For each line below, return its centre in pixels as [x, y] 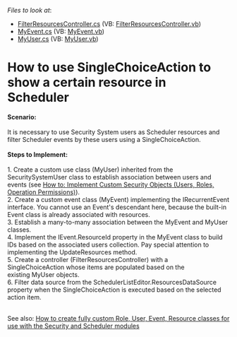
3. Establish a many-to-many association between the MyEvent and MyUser [117, 222]
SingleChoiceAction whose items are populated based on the [96, 267]
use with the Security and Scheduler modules [73, 326]
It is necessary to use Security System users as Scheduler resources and [114, 132]
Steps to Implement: [38, 154]
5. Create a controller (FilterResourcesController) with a [88, 259]
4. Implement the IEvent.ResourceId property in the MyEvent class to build [115, 237]
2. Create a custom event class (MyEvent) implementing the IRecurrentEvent [118, 199]
